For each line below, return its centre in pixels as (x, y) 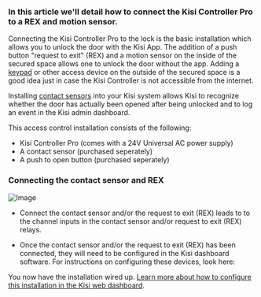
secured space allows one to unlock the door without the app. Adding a (124, 64)
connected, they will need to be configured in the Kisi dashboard (124, 253)
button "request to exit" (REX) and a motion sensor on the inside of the (123, 56)
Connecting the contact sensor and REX (86, 180)
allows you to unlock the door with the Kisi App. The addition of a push (123, 47)
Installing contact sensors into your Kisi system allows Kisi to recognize (124, 96)
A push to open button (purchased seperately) (95, 160)
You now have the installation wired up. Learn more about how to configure (130, 277)
